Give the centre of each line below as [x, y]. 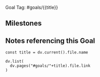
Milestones [24, 23]
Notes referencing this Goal [50, 41]
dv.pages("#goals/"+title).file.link [50, 66]
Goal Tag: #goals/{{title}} [32, 7]
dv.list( [15, 61]
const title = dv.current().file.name [47, 53]
